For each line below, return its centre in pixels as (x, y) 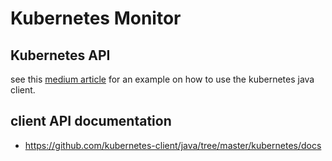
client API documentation (91, 121)
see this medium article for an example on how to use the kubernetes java (162, 79)
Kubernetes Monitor (96, 18)
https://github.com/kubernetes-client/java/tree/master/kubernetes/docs (173, 145)
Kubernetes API (60, 55)
